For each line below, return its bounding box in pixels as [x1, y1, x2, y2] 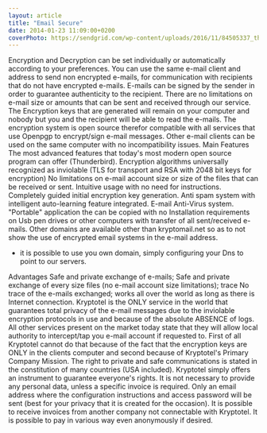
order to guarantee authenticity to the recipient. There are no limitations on [8, 89, 253, 99]
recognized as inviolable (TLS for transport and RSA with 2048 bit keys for [8, 165, 252, 175]
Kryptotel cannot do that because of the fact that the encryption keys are [8, 339, 248, 350]
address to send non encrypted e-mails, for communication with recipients [8, 72, 253, 82]
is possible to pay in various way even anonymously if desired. [8, 416, 213, 425]
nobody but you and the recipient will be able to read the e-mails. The [8, 114, 237, 124]
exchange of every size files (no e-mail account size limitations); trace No [8, 280, 250, 290]
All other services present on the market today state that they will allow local [8, 323, 258, 332]
